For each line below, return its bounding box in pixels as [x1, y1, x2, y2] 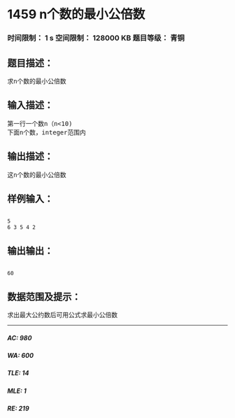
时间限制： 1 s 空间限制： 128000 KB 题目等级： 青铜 [7, 33, 185, 43]
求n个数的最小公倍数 [7, 77, 66, 85]
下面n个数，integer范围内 [7, 128, 86, 137]
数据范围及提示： [7, 291, 81, 302]
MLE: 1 [7, 386, 27, 395]
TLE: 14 [7, 369, 29, 377]
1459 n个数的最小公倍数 [7, 6, 145, 22]
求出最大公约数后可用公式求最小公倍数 [7, 311, 117, 319]
